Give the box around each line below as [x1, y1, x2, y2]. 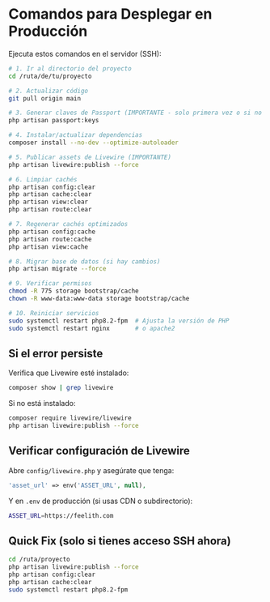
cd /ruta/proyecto [8, 556, 70, 564]
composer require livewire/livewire [8, 414, 132, 422]
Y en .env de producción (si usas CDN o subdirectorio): [8, 496, 193, 506]
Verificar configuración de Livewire [8, 444, 190, 458]
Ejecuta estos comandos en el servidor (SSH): [8, 49, 162, 58]
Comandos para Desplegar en [8, 5, 213, 23]
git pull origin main [8, 94, 82, 102]
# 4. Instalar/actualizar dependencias [8, 131, 143, 139]
